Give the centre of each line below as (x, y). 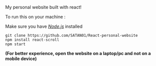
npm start (16, 44)
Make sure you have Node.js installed (44, 26)
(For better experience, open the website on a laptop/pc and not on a (78, 53)
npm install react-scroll (32, 40)
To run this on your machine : (35, 17)
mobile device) (21, 59)
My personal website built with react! (43, 7)
